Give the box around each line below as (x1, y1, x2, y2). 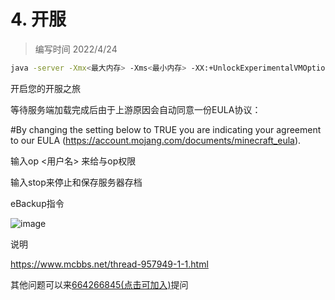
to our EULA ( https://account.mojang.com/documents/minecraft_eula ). (10, 134, 302, 146)
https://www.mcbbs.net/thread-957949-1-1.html (10, 258, 209, 270)
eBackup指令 (10, 197, 65, 209)
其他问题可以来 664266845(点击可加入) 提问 (10, 278, 189, 290)
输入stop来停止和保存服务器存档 (10, 176, 143, 188)
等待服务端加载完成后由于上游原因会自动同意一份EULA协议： (10, 103, 262, 115)
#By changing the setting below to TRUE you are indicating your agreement (10, 123, 322, 135)
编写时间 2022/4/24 (34, 43, 118, 55)
